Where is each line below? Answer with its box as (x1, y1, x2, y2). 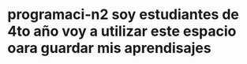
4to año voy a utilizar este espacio (7, 22, 237, 40)
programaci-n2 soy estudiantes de (7, 6, 240, 24)
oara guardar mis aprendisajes (7, 40, 211, 57)
